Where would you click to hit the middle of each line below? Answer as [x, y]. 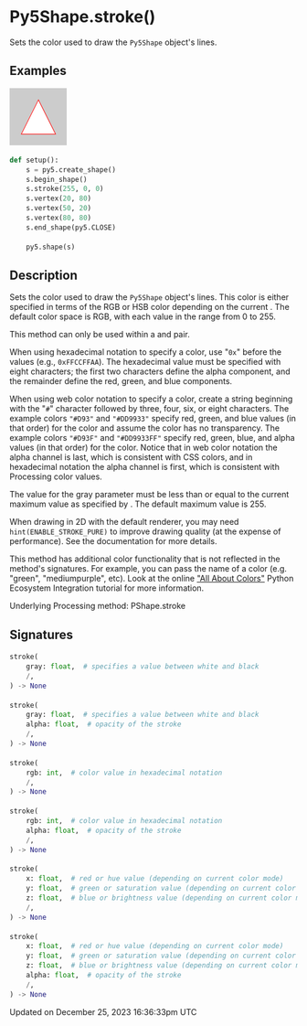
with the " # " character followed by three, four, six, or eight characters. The [149, 409]
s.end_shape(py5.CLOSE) [71, 227]
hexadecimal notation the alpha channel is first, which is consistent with [145, 467]
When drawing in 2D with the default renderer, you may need [124, 522]
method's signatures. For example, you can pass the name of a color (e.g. [148, 569]
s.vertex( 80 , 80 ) [59, 218]
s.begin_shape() [57, 179]
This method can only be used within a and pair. [100, 335]
